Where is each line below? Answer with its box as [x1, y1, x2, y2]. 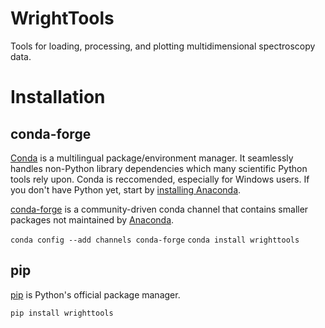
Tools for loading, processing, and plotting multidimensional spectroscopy [10, 40, 316, 52]
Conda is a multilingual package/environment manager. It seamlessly [10, 152, 294, 164]
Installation [10, 86, 106, 109]
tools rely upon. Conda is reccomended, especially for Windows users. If [10, 173, 310, 185]
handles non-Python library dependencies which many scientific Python [10, 162, 308, 174]
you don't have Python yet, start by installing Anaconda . [10, 183, 242, 196]
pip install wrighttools [10, 308, 114, 318]
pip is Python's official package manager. [10, 288, 181, 301]
